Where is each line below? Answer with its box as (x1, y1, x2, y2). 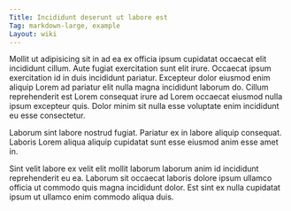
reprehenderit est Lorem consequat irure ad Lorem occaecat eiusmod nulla (9, 91, 283, 102)
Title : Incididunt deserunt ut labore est (9, 12, 168, 22)
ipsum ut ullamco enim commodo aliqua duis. (9, 191, 174, 202)
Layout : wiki (9, 29, 57, 38)
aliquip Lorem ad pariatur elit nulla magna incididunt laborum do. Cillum (9, 82, 269, 93)
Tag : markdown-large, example (9, 21, 121, 30)
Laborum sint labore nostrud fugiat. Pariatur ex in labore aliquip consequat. (9, 128, 282, 138)
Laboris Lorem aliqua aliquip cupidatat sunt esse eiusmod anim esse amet (9, 137, 279, 147)
